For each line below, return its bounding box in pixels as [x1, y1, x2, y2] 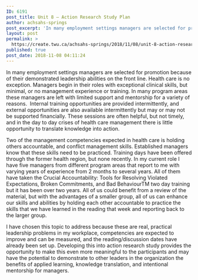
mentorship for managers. [6, 266, 70, 274]
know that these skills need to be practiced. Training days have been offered [6, 149, 192, 156]
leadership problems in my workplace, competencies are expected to [6, 229, 174, 236]
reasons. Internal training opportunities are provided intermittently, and [6, 100, 180, 107]
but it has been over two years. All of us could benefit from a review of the [6, 186, 187, 193]
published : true [6, 47, 46, 53]
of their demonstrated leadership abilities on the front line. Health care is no [6, 75, 190, 82]
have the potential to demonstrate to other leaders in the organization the [6, 254, 184, 261]
